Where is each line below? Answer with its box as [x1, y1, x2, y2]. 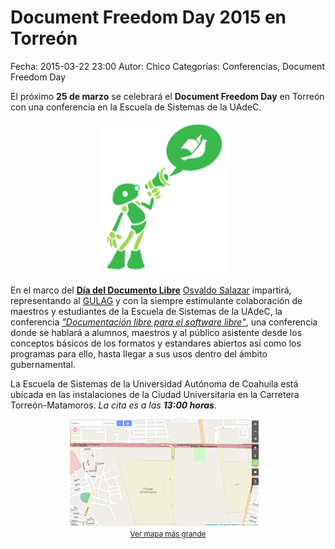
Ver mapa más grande [129, 529, 207, 539]
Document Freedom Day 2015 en [10, 6, 287, 29]
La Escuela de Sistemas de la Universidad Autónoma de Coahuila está [10, 377, 299, 390]
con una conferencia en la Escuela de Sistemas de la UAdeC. [10, 101, 262, 113]
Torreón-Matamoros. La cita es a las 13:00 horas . [10, 399, 217, 411]
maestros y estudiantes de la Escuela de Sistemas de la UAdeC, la [10, 305, 283, 317]
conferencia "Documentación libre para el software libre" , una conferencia [10, 316, 318, 328]
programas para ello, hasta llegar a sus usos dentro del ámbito [10, 347, 268, 360]
